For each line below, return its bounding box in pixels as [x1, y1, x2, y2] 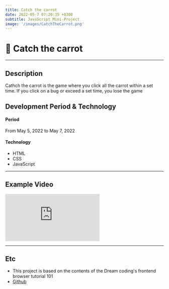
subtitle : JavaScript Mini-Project [5, 17, 80, 22]
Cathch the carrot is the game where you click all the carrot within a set [5, 82, 153, 88]
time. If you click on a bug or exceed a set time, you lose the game [5, 88, 143, 93]
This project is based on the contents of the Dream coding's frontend [12, 268, 156, 274]
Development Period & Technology [5, 103, 117, 111]
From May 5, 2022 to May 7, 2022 [5, 128, 75, 134]
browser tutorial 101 [12, 273, 53, 279]
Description [5, 69, 43, 78]
